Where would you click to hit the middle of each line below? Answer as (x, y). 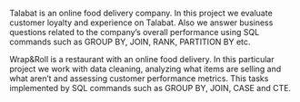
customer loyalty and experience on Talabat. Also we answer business (141, 23)
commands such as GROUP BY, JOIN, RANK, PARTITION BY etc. (130, 42)
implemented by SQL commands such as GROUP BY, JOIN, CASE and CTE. (150, 88)
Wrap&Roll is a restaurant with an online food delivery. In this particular (142, 59)
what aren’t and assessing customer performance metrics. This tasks (139, 79)
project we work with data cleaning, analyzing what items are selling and (145, 69)
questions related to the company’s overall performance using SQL (135, 32)
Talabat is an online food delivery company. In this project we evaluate (141, 13)
